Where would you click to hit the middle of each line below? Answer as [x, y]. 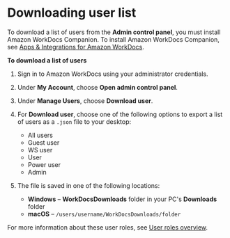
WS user [40, 150]
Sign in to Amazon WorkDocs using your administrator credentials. [113, 74]
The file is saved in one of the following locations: [89, 185]
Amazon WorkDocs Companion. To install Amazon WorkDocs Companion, [113, 39]
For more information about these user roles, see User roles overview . [107, 227]
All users [40, 135]
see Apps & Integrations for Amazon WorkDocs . [76, 47]
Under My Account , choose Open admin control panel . [97, 87]
